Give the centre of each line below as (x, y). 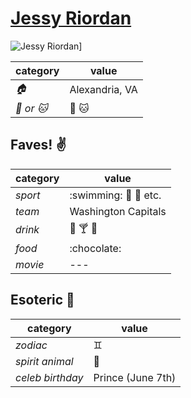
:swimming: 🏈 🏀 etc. (115, 195)
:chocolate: (95, 248)
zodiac (31, 345)
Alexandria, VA (103, 90)
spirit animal (44, 361)
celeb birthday (49, 377)
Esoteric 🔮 (42, 300)
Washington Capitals (118, 211)
